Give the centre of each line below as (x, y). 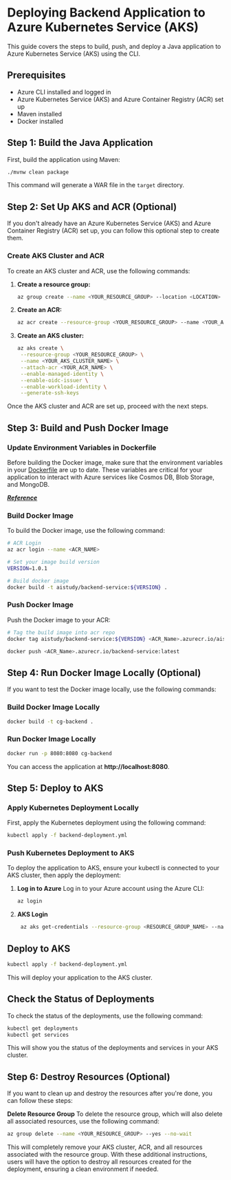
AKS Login (32, 914)
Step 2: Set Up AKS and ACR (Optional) (92, 207)
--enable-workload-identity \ (64, 387)
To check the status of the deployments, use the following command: (105, 1015)
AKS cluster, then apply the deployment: (64, 875)
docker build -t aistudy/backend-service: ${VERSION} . (87, 587)
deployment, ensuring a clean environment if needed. (83, 1169)
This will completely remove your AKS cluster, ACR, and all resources (105, 1147)
